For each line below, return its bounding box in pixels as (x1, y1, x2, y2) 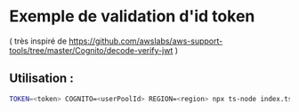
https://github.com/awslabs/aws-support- (68, 36, 223, 46)
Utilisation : (9, 71, 74, 86)
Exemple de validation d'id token (9, 6, 255, 27)
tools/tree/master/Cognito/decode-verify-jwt (9, 44, 174, 55)
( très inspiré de (9, 36, 68, 46)
